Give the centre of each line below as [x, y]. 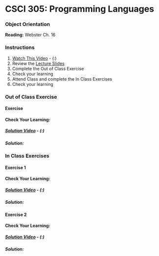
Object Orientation [28, 24]
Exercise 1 [15, 168]
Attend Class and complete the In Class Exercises [62, 79]
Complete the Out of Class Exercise [48, 68]
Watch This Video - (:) [34, 58]
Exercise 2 [16, 214]
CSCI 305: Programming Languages [80, 9]
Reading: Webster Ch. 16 [30, 35]
